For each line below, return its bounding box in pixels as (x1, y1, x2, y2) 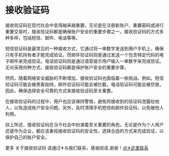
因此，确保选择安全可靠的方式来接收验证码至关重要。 (5, 88, 116, 94)
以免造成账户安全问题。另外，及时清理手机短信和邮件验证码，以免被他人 (14, 104, 164, 111)
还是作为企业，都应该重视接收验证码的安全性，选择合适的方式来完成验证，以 (5, 128, 164, 134)
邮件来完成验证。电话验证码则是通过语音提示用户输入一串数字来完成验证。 (9, 58, 164, 64)
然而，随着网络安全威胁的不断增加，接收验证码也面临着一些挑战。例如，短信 (5, 75, 164, 81)
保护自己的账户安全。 (5, 134, 49, 140)
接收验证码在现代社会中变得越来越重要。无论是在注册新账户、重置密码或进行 (5, 22, 164, 28)
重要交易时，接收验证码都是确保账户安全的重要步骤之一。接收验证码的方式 (5, 28, 159, 34)
